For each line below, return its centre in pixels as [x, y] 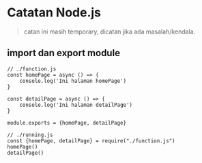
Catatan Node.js [54, 13]
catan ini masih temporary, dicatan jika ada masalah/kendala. [110, 32]
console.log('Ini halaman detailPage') [76, 105]
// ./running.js [30, 135]
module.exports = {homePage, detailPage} [67, 123]
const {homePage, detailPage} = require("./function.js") [91, 141]
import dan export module [64, 53]
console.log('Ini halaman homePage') [73, 81]
